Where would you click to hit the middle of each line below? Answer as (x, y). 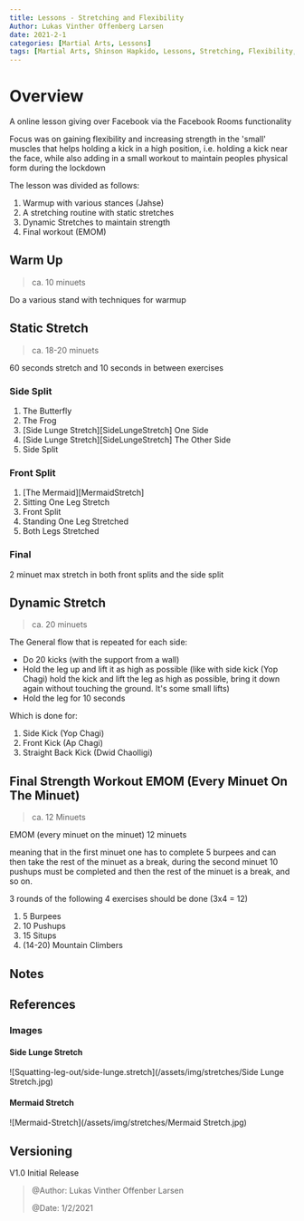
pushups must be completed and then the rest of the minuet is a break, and (150, 872)
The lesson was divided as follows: (75, 186)
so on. (21, 881)
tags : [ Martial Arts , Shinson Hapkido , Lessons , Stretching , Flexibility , (153, 52)
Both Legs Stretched (61, 531)
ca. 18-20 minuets (65, 350)
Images (26, 1030)
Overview (47, 97)
